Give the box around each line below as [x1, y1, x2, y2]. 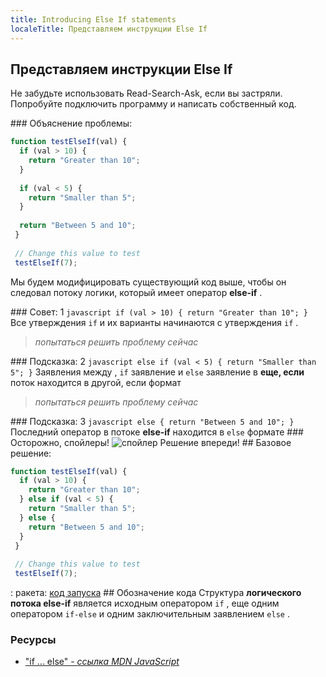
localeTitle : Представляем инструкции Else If [10, 24, 208, 34]
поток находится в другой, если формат [10, 376, 182, 388]
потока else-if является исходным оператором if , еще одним [10, 597, 280, 610]
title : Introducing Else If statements [10, 14, 177, 25]
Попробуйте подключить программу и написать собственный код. [10, 98, 297, 110]
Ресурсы [10, 632, 57, 646]
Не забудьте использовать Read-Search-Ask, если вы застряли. [10, 87, 283, 100]
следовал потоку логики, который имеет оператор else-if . [10, 286, 263, 298]
